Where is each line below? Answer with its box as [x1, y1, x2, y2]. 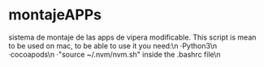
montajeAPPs [8, 6, 102, 24]
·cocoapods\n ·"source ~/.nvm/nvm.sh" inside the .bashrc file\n [8, 49, 221, 59]
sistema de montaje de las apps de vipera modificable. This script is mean [8, 32, 257, 42]
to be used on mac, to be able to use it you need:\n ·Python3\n [8, 40, 218, 50]
